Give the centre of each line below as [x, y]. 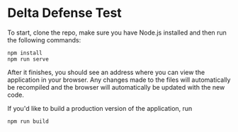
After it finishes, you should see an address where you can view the [106, 72]
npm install [25, 53]
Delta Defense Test [64, 13]
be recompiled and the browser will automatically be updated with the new [116, 87]
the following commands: [44, 40]
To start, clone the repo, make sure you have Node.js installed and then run [117, 32]
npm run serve [28, 59]
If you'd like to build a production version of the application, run [100, 108]
